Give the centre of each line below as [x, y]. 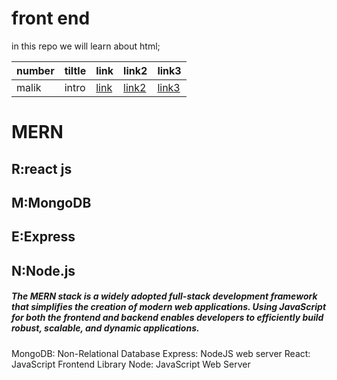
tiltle [75, 70]
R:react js [42, 168]
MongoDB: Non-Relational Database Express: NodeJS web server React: [161, 353]
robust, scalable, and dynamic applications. [105, 328]
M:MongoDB [51, 202]
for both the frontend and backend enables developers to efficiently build [167, 318]
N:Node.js [43, 270]
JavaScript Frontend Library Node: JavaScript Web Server [131, 364]
